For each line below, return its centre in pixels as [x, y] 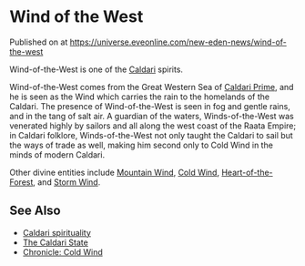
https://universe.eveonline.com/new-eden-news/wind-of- [178, 42]
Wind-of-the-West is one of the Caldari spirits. [97, 69]
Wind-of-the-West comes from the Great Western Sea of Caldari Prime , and [152, 87]
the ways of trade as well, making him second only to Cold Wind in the [141, 145]
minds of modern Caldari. [57, 154]
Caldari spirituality [56, 232]
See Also [35, 211]
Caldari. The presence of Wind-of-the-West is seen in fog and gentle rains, [150, 106]
